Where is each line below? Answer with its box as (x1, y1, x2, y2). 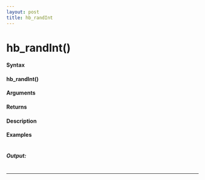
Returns (6, 103, 27, 110)
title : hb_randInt (6, 15, 53, 21)
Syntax (6, 62, 25, 69)
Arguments (6, 89, 36, 96)
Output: (6, 152, 27, 159)
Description (6, 117, 37, 124)
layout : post (6, 9, 40, 15)
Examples (6, 131, 32, 139)
